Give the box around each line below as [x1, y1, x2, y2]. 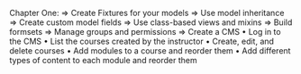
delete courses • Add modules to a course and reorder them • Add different [9, 45, 291, 56]
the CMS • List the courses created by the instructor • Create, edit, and [9, 36, 275, 46]
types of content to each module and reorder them [9, 55, 198, 65]
